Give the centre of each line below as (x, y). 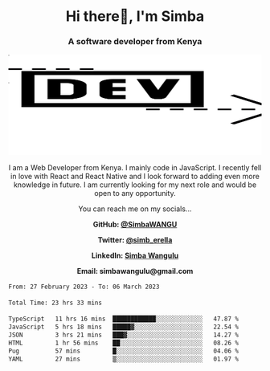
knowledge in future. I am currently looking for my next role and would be (135, 185)
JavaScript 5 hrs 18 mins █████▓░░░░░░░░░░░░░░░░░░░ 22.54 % (124, 327)
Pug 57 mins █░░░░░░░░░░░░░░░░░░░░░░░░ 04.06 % (124, 351)
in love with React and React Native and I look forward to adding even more (135, 177)
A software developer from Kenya (135, 42)
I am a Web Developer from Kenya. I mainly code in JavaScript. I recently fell (135, 168)
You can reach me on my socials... (135, 209)
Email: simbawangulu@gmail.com (135, 271)
